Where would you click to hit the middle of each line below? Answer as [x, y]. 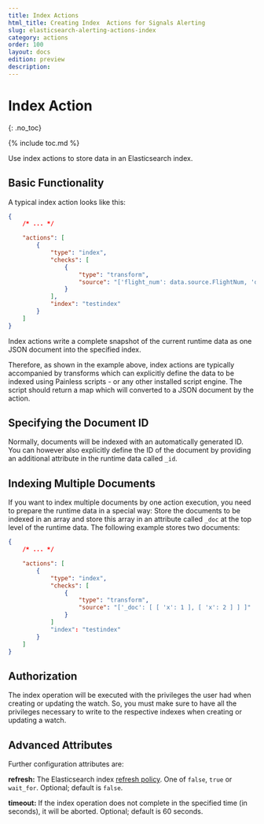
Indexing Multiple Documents [82, 483]
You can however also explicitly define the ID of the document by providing [130, 450]
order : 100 [26, 45]
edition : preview [37, 60]
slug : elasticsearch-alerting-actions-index [82, 30]
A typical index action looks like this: [67, 202]
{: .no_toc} [25, 128]
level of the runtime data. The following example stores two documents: [124, 528]
